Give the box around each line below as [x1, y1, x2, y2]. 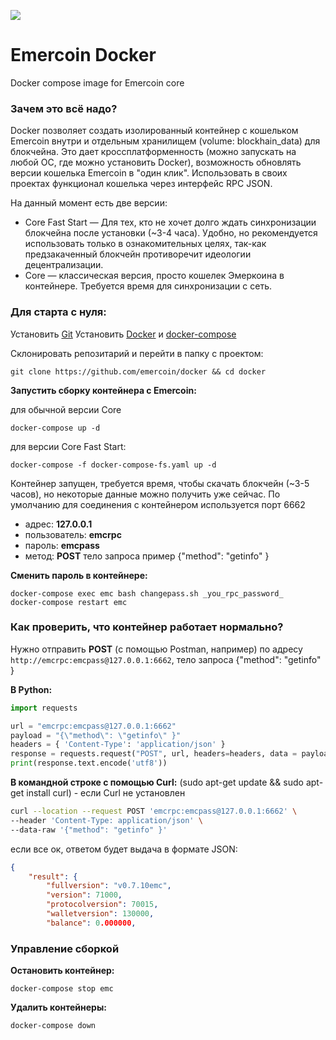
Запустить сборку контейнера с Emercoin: [10, 384, 197, 396]
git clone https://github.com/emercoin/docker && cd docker [10, 366, 267, 377]
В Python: [10, 683, 53, 695]
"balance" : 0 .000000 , [46, 918, 137, 928]
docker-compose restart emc [10, 597, 128, 607]
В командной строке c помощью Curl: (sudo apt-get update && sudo [10, 776, 304, 789]
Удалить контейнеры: [10, 1001, 107, 1014]
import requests [10, 703, 78, 713]
